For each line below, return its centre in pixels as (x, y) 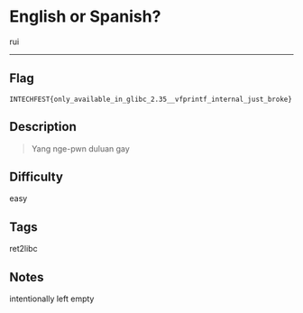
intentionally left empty (52, 299)
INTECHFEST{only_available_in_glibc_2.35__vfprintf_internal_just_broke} (151, 99)
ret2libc (23, 249)
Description (43, 127)
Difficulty (36, 176)
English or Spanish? (85, 17)
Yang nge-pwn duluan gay (81, 148)
